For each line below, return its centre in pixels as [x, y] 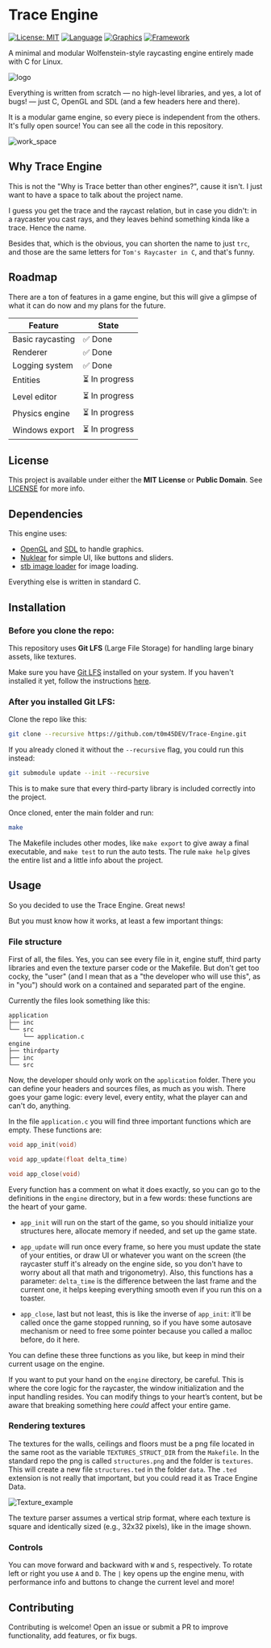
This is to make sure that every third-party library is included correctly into [132, 788]
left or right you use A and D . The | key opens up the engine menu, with [126, 1574]
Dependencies [46, 514]
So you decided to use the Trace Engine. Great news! [97, 905]
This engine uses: [38, 533]
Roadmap [33, 278]
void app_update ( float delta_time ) [68, 1159]
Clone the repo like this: [48, 719]
